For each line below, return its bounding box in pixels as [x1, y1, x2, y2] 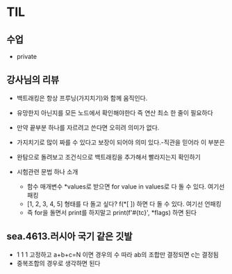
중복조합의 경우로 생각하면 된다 [16, 259, 101, 267]
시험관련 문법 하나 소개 [16, 167, 78, 175]
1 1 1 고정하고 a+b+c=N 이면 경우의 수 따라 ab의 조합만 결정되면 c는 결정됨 [16, 250, 219, 259]
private [16, 53, 38, 60]
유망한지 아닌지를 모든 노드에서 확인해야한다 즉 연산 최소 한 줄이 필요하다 [16, 108, 213, 117]
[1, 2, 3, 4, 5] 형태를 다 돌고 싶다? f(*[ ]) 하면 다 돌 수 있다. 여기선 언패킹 [26, 199, 222, 208]
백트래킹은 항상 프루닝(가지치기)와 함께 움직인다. [16, 94, 148, 102]
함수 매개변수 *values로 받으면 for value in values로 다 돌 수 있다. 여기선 [26, 182, 225, 191]
